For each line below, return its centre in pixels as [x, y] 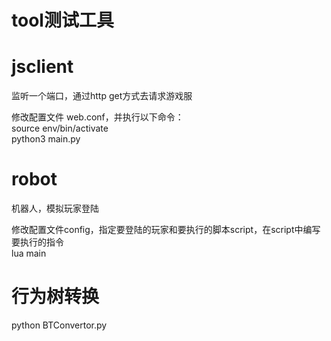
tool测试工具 [62, 20]
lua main [29, 253]
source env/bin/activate [60, 128]
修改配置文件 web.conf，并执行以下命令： [97, 117]
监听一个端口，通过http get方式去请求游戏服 [102, 96]
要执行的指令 [37, 242]
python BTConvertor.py [59, 325]
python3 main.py [46, 139]
